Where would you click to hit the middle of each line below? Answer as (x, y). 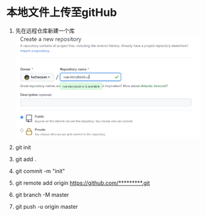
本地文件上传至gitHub (62, 13)
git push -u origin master (47, 206)
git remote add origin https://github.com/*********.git (83, 183)
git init (23, 147)
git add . (26, 159)
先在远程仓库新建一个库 (45, 31)
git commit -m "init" (40, 171)
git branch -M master (42, 195)
